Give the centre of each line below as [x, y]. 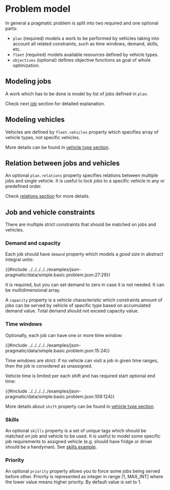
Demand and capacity [33, 243]
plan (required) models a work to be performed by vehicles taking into [86, 38]
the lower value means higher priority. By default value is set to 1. [73, 482]
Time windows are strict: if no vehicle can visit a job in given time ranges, [82, 360]
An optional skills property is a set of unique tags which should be [76, 431]
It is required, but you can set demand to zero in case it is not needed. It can [85, 285]
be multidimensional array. [33, 290]
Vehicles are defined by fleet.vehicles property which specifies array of [82, 132]
